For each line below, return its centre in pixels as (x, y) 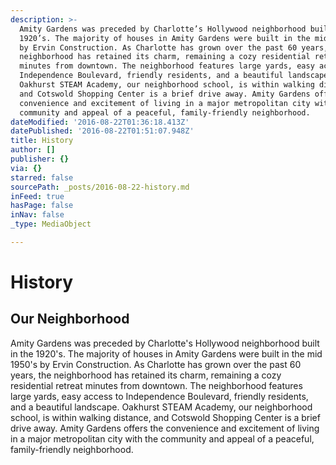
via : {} (26, 168)
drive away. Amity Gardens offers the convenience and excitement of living (165, 428)
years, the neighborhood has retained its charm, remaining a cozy (146, 375)
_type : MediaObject (51, 224)
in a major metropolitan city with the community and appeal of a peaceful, (162, 438)
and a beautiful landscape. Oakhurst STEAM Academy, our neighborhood (161, 407)
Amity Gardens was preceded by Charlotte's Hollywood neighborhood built (165, 343)
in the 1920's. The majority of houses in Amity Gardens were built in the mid (166, 353)
